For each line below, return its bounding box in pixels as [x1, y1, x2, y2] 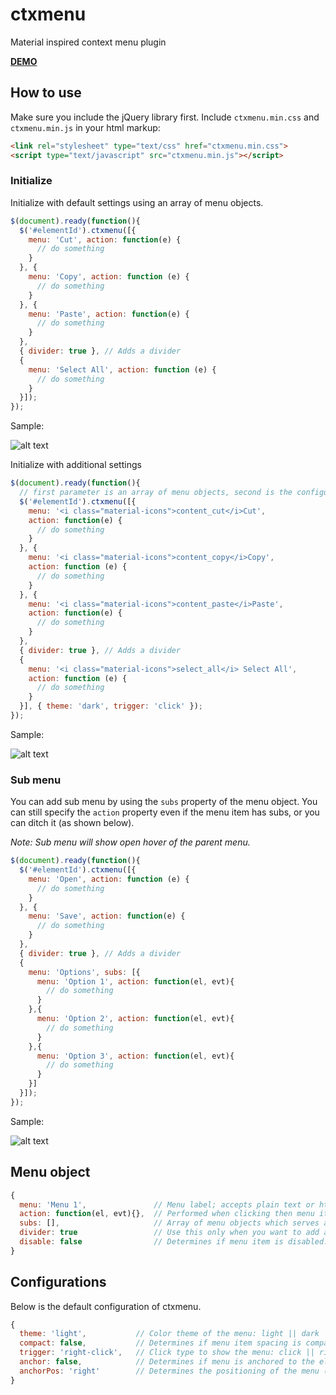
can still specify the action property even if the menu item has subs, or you [10, 806, 320, 818]
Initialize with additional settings [10, 459, 142, 471]
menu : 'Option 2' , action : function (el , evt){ [36, 1014, 235, 1024]
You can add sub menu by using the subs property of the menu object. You [10, 796, 318, 808]
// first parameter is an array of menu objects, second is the [19, 488, 293, 498]
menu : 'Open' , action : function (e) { [28, 874, 190, 884]
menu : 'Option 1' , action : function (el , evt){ [36, 976, 235, 987]
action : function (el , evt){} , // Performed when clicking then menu [19, 1209, 315, 1219]
